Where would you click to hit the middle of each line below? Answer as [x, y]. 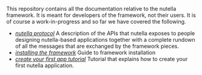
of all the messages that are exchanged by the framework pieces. [97, 46]
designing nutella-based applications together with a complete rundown [105, 40]
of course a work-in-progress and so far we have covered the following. [96, 21]
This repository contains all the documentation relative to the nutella [91, 9]
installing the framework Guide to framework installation [85, 53]
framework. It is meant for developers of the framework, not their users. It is [101, 15]
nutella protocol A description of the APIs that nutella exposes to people [105, 33]
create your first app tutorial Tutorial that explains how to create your [101, 59]
